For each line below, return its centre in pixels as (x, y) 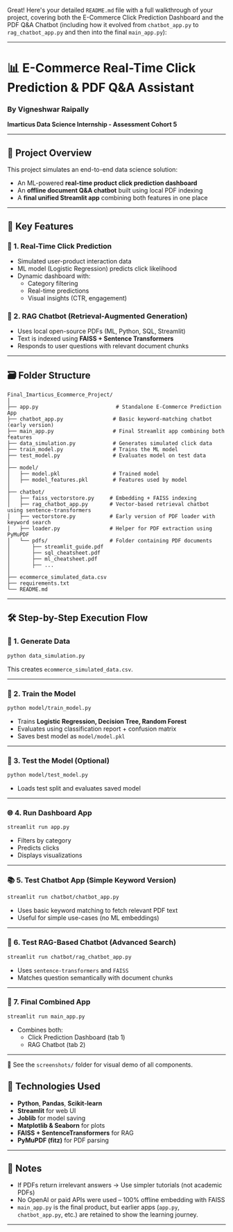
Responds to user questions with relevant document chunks (103, 346)
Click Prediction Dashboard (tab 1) (76, 1037)
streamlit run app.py (38, 827)
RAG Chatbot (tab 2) (57, 1044)
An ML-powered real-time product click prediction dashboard (107, 183)
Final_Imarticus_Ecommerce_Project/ (60, 395)
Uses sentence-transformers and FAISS (73, 970)
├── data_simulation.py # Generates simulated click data (110, 444)
